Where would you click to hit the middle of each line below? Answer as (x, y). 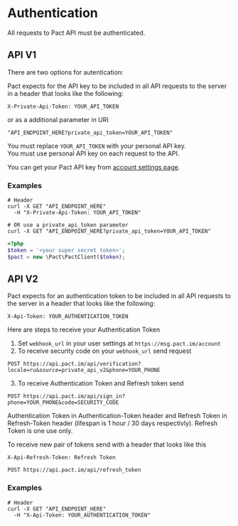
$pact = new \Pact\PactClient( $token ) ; (66, 257)
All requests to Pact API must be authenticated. (76, 33)
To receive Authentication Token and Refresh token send (101, 383)
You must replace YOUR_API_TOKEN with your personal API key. (97, 146)
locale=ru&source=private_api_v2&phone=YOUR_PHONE (84, 371)
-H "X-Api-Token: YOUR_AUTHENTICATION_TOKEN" (82, 515)
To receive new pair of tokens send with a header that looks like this (107, 444)
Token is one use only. (40, 431)
